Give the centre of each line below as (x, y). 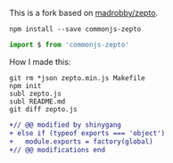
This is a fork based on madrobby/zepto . (84, 13)
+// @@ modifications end (57, 150)
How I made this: (40, 61)
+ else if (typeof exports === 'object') (87, 133)
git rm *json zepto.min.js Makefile (77, 78)
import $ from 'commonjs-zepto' (69, 45)
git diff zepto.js (43, 109)
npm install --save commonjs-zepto (75, 29)
